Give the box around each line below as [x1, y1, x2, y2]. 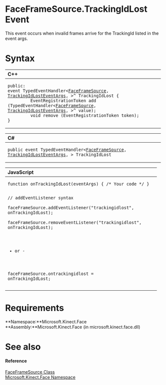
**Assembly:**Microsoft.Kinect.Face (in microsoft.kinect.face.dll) [5, 324, 141, 330]
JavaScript [7, 169, 34, 176]
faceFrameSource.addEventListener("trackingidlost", [7, 205, 134, 211]
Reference [5, 358, 27, 364]
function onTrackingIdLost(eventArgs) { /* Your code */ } [7, 181, 150, 187]
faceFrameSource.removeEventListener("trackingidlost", [7, 220, 142, 226]
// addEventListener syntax [7, 195, 74, 201]
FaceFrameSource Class [5, 369, 55, 375]
